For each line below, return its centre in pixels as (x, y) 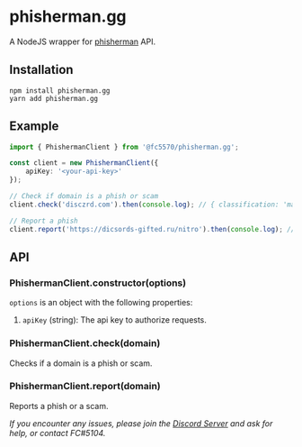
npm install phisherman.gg (60, 91)
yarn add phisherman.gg (54, 98)
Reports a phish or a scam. (59, 406)
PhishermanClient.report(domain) (85, 387)
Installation (41, 70)
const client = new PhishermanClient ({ (84, 163)
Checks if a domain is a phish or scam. (81, 363)
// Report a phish (44, 221)
